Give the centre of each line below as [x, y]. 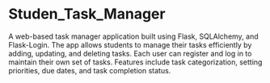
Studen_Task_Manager [87, 14]
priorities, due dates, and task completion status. [90, 70]
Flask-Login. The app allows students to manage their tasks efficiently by [130, 44]
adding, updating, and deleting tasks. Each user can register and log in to [130, 53]
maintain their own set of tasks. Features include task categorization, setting [135, 62]
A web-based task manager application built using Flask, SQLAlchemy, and [133, 36]
